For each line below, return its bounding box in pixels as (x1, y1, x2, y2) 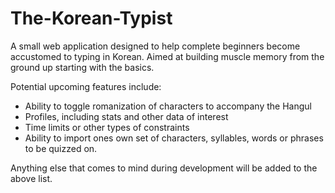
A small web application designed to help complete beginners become (10, 40, 301, 52)
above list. (10, 172, 53, 184)
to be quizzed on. (24, 142, 98, 154)
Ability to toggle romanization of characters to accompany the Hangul (24, 100, 312, 112)
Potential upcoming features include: (10, 80, 162, 92)
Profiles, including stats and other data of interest (24, 110, 229, 122)
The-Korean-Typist (10, 7, 173, 30)
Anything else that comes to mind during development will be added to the (10, 162, 318, 174)
